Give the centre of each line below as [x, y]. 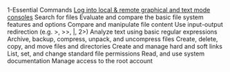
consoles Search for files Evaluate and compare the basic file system [105, 17]
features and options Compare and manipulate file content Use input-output [115, 24]
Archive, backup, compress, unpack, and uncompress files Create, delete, [113, 39]
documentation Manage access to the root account [80, 61]
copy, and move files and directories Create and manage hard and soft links [115, 46]
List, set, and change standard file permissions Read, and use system [106, 53]
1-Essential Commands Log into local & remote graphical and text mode [109, 10]
